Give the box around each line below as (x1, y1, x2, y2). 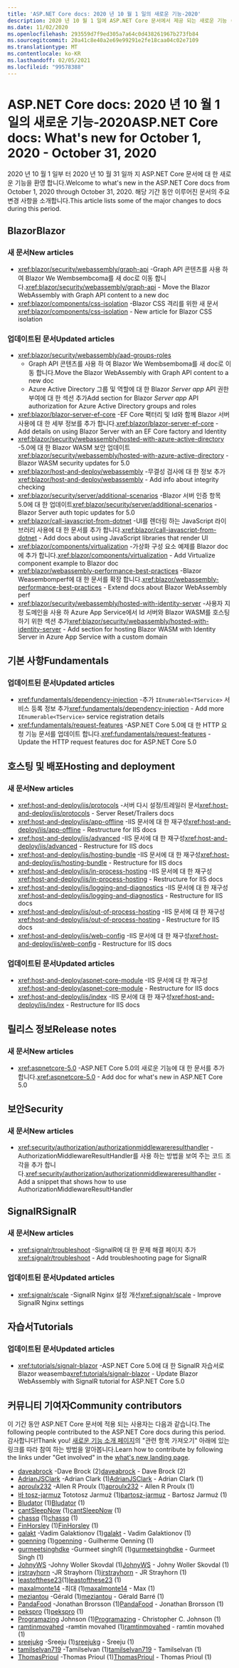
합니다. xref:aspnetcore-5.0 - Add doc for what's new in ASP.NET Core (17, 1072, 223, 1081)
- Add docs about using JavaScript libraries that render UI (38, 533, 208, 542)
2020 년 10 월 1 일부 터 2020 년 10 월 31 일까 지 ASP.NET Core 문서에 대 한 (7, 169, 218, 178)
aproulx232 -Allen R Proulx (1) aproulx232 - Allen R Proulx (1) (17, 1482, 195, 1491)
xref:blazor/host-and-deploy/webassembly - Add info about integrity (17, 475, 219, 483)
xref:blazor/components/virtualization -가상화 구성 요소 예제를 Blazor (17, 542, 216, 550)
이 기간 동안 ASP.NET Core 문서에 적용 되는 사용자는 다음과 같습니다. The (7, 1420, 211, 1428)
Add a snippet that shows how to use (17, 1177, 127, 1185)
